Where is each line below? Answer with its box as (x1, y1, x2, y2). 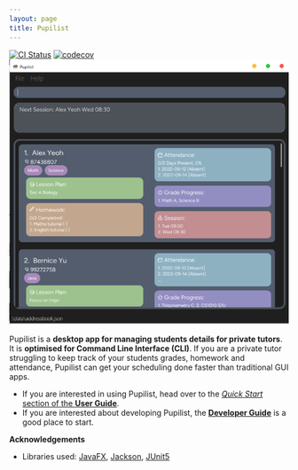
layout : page (9, 14, 58, 23)
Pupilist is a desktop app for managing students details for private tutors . (9, 333, 283, 345)
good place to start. (21, 417, 95, 427)
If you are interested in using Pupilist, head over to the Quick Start (21, 388, 263, 399)
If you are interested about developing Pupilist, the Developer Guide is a (21, 408, 286, 419)
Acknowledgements (9, 435, 86, 445)
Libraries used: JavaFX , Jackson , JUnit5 (21, 451, 170, 462)
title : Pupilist (9, 23, 69, 33)
